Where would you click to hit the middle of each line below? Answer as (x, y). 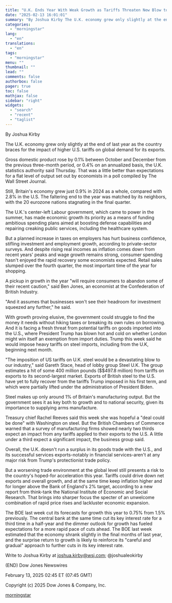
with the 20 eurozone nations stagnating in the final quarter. (68, 202)
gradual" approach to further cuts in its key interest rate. (64, 545)
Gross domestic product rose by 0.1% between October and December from (86, 159)
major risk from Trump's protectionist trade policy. (58, 460)
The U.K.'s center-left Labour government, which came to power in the (80, 212)
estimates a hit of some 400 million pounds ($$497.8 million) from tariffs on (85, 370)
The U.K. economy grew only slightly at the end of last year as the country (84, 144)
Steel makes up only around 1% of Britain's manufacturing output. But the (83, 397)
